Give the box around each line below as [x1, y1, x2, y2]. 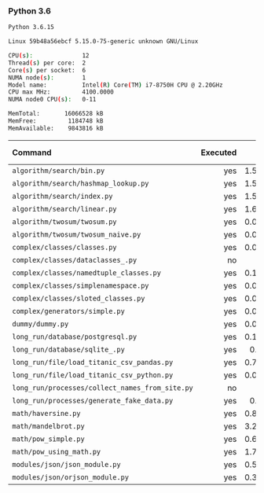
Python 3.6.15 [8, 24, 55, 31]
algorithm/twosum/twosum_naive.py [12, 230, 141, 239]
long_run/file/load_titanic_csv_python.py [12, 370, 174, 379]
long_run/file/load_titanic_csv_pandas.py [12, 358, 174, 366]
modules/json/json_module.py [12, 460, 121, 469]
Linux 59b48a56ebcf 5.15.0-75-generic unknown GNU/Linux [8, 38, 199, 46]
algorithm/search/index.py [12, 191, 113, 201]
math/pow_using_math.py [12, 447, 101, 456]
